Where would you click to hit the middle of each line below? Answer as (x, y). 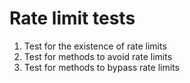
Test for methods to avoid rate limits (98, 56)
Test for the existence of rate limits (95, 46)
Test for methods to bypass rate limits (101, 67)
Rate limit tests (72, 18)
